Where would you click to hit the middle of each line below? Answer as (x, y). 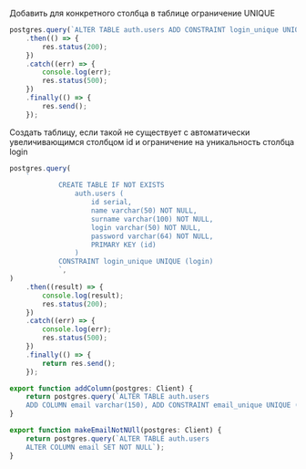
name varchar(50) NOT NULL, (144, 211)
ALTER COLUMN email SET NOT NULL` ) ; (96, 447)
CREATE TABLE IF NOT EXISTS (112, 185)
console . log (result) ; (83, 296)
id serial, (111, 203)
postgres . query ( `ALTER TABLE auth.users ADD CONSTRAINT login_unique (144, 30)
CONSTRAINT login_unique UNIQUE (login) (136, 262)
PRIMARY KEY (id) (123, 245)
